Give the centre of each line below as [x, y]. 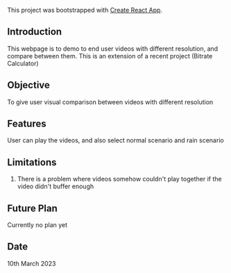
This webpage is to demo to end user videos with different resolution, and [113, 49]
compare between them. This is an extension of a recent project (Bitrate [110, 56]
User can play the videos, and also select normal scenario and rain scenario [115, 140]
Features [27, 124]
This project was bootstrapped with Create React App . [85, 10]
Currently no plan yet [37, 225]
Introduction [35, 32]
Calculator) [23, 63]
